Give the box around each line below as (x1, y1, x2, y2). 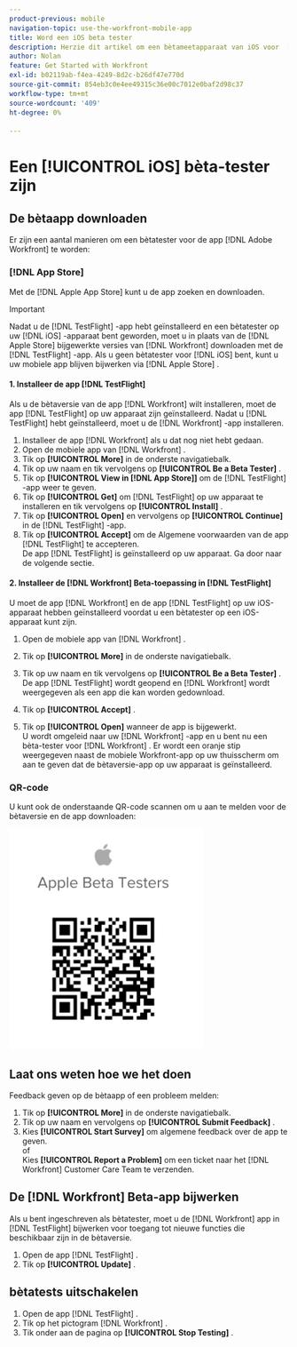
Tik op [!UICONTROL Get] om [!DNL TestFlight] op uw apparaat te (21, 491, 264, 502)
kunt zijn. (43, 616, 78, 626)
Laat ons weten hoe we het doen (9, 1066, 192, 1081)
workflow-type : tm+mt (9, 89, 90, 98)
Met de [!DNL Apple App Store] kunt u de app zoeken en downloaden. (9, 286, 265, 297)
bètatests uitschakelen (9, 1285, 139, 1300)
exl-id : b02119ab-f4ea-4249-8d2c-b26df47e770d (9, 71, 184, 80)
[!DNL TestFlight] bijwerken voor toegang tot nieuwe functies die (9, 1223, 246, 1233)
